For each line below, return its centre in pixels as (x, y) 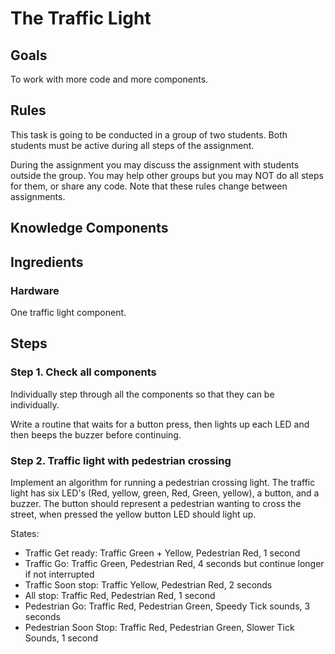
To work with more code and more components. (109, 79)
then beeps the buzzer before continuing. (96, 434)
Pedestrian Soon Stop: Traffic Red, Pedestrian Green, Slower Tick (159, 627)
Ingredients (47, 262)
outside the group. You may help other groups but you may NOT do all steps (167, 175)
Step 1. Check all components (83, 372)
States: (25, 533)
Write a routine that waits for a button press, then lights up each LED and (160, 424)
